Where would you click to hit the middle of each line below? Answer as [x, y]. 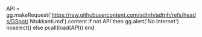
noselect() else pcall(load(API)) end [50, 27]
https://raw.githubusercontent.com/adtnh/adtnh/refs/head [124, 15]
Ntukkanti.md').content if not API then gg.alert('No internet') [104, 21]
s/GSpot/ [17, 21]
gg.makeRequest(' [29, 15]
